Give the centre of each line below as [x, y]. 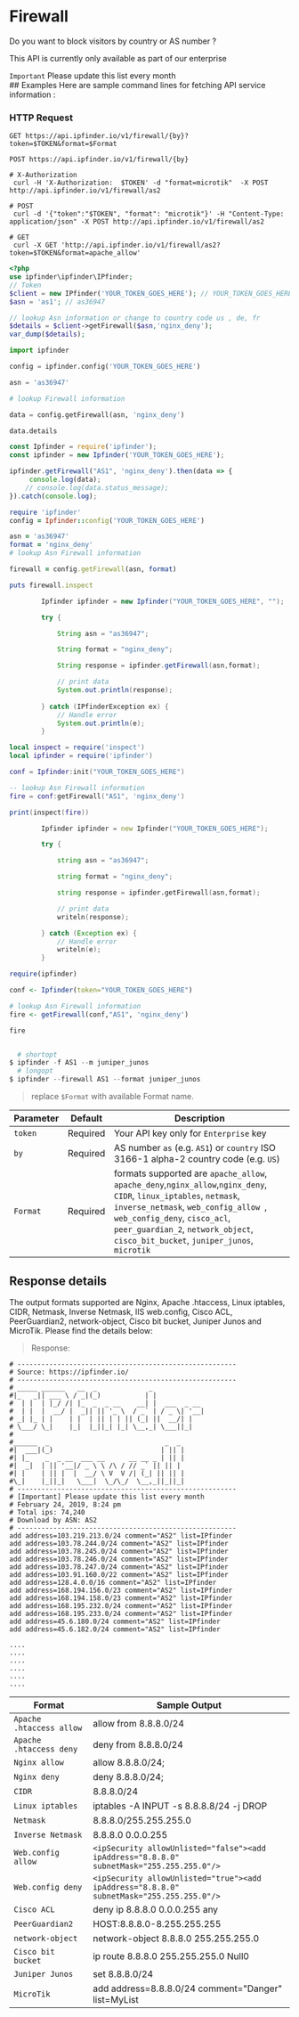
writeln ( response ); [93, 917]
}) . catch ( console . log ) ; [53, 496]
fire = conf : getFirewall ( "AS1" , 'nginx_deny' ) [97, 796]
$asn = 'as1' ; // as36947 [57, 302]
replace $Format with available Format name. [112, 1097]
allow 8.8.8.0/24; [129, 1762]
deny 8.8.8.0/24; [129, 1776]
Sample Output [189, 1705]
